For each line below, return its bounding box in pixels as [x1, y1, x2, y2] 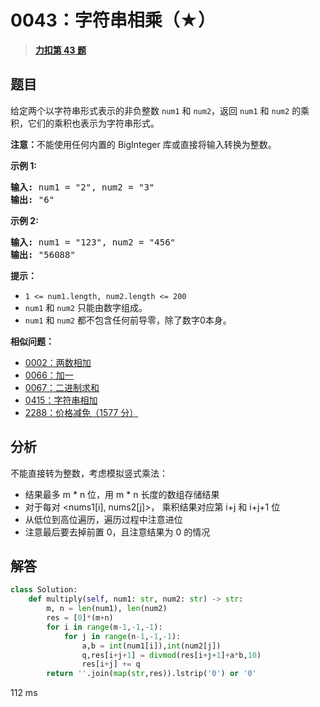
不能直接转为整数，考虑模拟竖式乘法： [10, 467, 168, 479]
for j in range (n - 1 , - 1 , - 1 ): [63, 631, 182, 641]
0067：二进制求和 [24, 381, 100, 393]
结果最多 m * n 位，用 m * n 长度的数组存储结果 [24, 488, 220, 500]
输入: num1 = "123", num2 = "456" [10, 236, 177, 248]
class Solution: [10, 585, 78, 595]
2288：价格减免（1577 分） [24, 406, 139, 418]
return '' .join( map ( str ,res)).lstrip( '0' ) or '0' [46, 669, 257, 679]
